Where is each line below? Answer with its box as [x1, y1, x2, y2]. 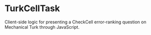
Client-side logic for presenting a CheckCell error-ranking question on [4, 19, 147, 25]
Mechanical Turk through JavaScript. [4, 24, 80, 30]
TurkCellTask [4, 3, 60, 14]
